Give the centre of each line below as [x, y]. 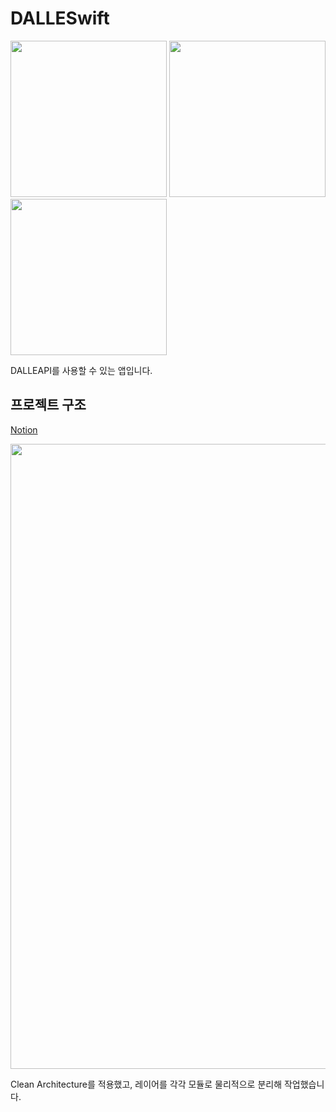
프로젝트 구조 [48, 405]
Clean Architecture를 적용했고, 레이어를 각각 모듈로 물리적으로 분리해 [146, 1084]
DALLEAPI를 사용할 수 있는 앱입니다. [81, 370]
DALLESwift [60, 18]
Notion [24, 429]
